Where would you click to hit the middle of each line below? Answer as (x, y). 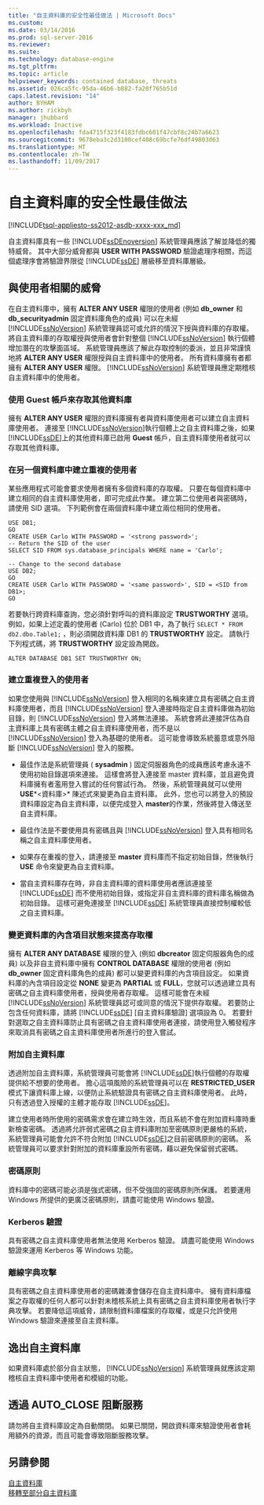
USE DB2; (22, 571)
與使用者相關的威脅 (55, 288)
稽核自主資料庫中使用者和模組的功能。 (70, 1378)
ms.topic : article (38, 74)
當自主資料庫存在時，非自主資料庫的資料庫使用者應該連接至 (116, 883)
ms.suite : (24, 52)
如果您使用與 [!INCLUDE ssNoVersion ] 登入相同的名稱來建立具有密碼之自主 (128, 698)
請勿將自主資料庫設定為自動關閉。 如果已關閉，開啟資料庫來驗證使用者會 (126, 1425)
